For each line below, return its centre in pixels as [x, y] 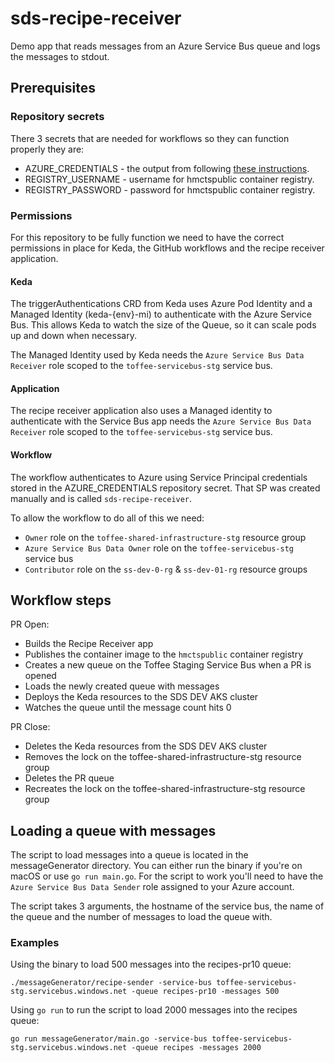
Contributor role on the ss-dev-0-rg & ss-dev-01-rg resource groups [166, 569]
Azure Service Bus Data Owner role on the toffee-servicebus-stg [159, 548]
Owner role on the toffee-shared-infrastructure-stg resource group [165, 537]
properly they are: [47, 149]
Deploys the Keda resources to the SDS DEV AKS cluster [141, 697]
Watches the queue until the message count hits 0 [128, 708]
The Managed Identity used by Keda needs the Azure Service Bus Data [157, 355]
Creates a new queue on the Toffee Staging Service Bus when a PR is [168, 665]
